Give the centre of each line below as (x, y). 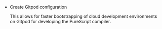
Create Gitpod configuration (38, 7)
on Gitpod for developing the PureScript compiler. (60, 22)
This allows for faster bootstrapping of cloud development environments (83, 16)
